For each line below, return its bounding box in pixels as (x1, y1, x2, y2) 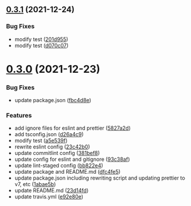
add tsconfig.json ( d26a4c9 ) (14, 131, 84, 138)
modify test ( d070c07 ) (14, 42, 69, 49)
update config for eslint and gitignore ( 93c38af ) (14, 156, 130, 163)
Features (6, 112, 32, 120)
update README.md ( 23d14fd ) (14, 187, 89, 194)
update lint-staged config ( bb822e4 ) (14, 162, 104, 169)
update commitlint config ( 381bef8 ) (14, 150, 100, 157)
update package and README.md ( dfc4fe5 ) (14, 168, 121, 175)
